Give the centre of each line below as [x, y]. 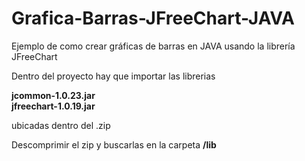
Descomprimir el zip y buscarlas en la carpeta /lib [114, 144]
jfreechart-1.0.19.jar [53, 106]
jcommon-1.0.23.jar [53, 95]
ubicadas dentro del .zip [61, 125]
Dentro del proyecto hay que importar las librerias [113, 76]
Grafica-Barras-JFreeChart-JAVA [153, 18]
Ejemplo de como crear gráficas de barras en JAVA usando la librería [153, 46]
